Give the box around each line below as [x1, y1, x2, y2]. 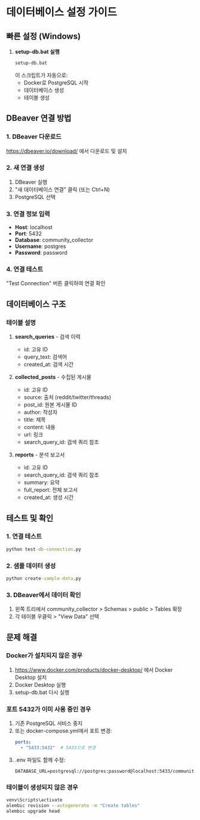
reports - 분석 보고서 [14, 451, 65, 458]
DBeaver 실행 [14, 178, 48, 185]
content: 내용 [23, 424, 56, 431]
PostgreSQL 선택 [14, 193, 56, 200]
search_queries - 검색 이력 [14, 333, 81, 341]
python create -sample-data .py [6, 576, 82, 582]
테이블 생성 [23, 94, 50, 101]
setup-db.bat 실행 [14, 48, 60, 55]
